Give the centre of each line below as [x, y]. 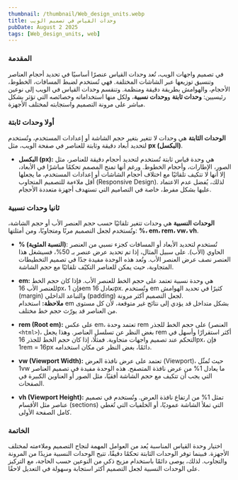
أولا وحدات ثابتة [31, 123]
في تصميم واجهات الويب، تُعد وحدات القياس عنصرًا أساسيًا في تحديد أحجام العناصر [116, 74]
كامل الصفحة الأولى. [45, 413]
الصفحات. [31, 384]
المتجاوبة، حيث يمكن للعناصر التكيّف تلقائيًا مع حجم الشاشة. [96, 267]
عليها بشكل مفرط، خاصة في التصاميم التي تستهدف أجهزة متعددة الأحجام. [115, 189]
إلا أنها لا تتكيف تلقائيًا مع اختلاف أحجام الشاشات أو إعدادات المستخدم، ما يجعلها [122, 174]
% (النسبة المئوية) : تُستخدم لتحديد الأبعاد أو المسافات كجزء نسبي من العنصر [118, 245]
